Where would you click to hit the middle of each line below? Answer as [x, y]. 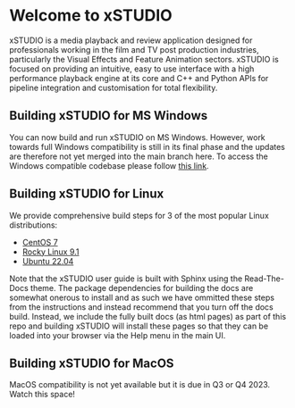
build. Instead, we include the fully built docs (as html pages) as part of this [148, 316]
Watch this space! [42, 395]
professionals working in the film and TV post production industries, [134, 49]
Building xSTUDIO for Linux [87, 194]
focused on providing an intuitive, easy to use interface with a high [132, 69]
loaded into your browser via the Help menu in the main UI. [118, 335]
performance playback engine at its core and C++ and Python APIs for [139, 78]
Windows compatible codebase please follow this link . [109, 165]
